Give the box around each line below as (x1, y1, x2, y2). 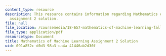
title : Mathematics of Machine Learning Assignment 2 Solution (5, 39, 138, 44)
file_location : (5, 25, 37, 30)
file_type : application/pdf (5, 30, 63, 35)
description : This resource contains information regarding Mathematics (5, 12, 158, 17)
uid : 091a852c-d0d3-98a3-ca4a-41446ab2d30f (5, 43, 96, 48)
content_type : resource (5, 7, 54, 12)
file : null (5, 20, 28, 26)
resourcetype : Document (5, 35, 54, 39)
